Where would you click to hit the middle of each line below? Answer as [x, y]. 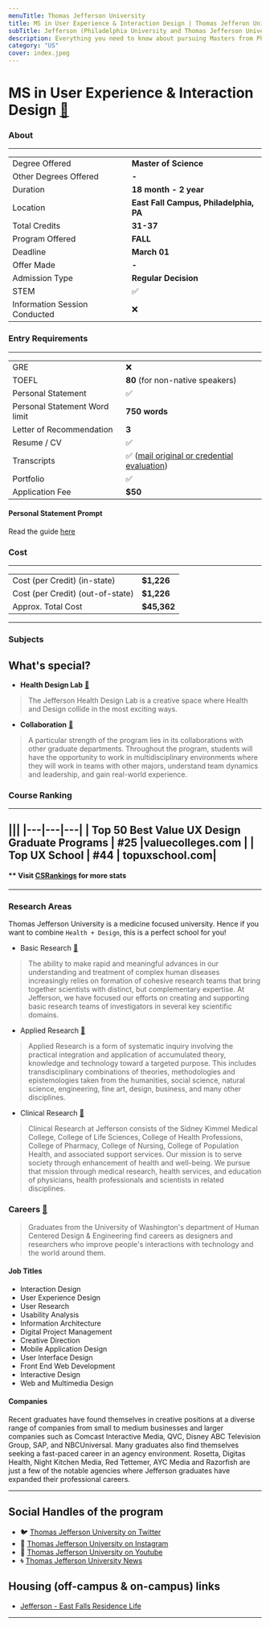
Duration [29, 190]
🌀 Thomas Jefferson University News [81, 1560]
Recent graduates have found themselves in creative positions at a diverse [132, 1419]
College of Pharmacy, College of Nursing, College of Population [133, 1146]
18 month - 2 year [168, 190]
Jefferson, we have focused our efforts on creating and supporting [139, 998]
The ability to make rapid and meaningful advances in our [123, 964]
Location [29, 208]
